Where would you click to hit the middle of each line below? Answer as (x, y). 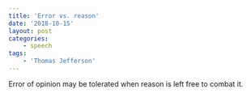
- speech (38, 46)
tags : (17, 53)
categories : (28, 38)
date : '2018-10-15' (41, 23)
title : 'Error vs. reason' (54, 16)
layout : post (30, 31)
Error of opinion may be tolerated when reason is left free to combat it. (126, 84)
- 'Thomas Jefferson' (59, 61)
